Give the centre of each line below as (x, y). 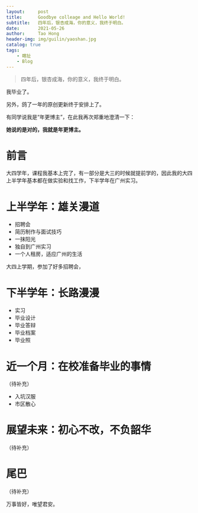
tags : (13, 50)
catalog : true (24, 45)
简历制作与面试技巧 (38, 232)
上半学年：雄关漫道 (53, 207)
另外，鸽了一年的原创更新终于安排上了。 (55, 104)
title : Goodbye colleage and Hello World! (66, 17)
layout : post (27, 12)
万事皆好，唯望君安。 (32, 504)
